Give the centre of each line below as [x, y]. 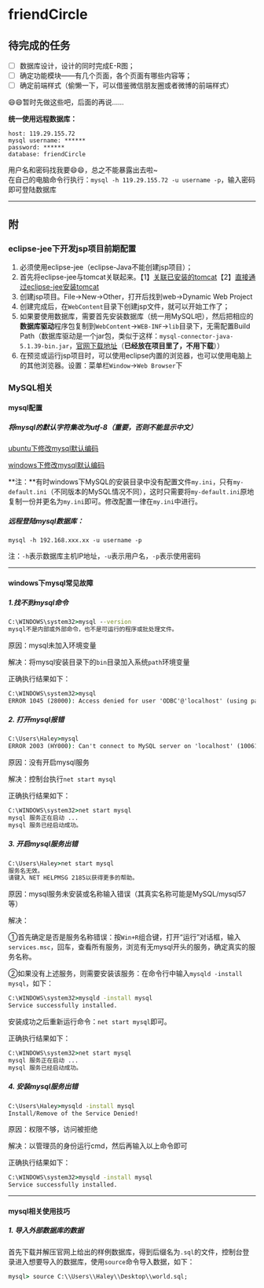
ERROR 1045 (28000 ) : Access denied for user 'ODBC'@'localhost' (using [128, 701]
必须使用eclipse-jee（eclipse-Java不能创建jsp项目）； [106, 267]
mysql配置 [26, 408]
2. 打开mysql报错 [36, 719]
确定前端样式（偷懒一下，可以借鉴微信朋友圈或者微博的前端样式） [126, 86]
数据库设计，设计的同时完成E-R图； [77, 66]
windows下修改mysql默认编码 [56, 465]
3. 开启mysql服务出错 [43, 844]
